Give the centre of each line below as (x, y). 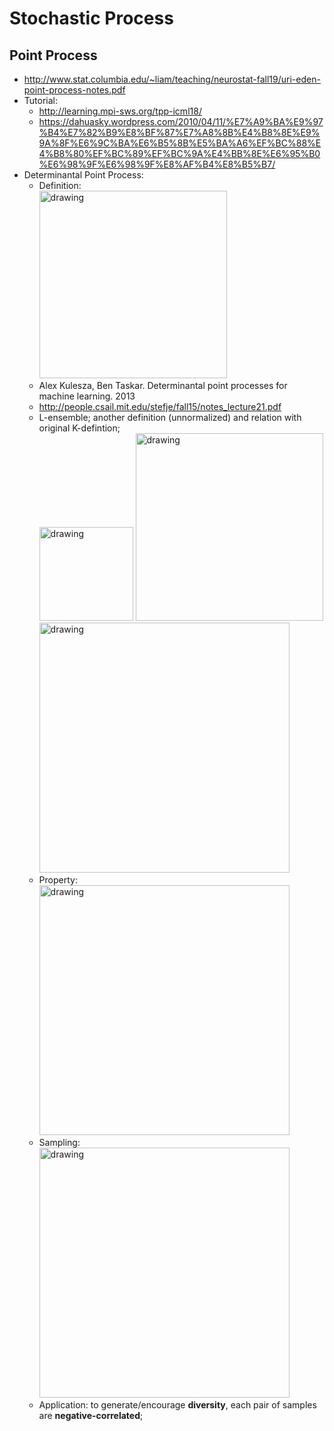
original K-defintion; (79, 428)
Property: (58, 880)
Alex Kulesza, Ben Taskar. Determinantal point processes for (163, 385)
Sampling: (59, 1142)
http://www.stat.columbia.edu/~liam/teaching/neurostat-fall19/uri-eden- (172, 79)
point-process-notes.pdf (74, 90)
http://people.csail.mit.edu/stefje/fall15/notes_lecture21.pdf (160, 406)
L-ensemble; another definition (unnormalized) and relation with (170, 417)
